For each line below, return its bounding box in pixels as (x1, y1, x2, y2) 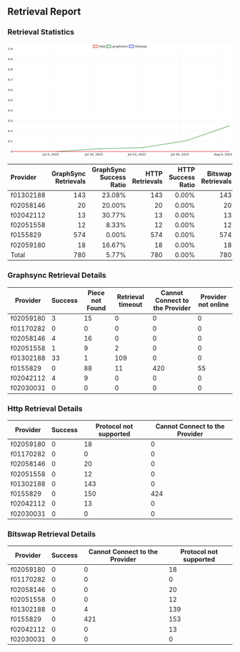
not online (198, 300, 229, 309)
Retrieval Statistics (7, 27, 75, 37)
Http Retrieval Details (7, 403, 83, 413)
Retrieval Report (7, 6, 81, 18)
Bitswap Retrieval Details (7, 528, 96, 538)
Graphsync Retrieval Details (7, 271, 106, 281)
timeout (119, 300, 143, 309)
